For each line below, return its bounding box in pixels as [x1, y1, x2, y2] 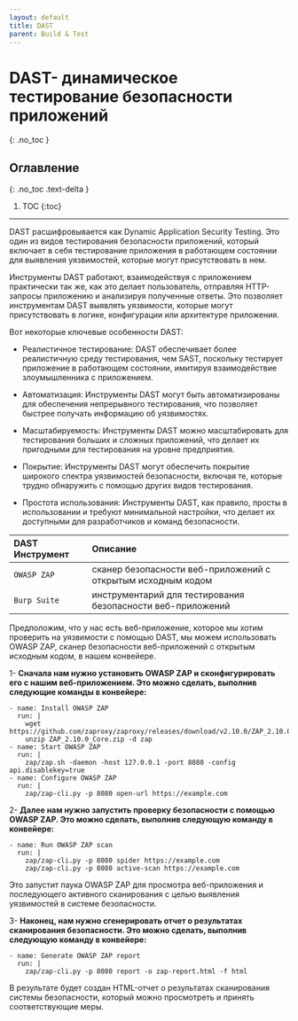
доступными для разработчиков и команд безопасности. [21, 516, 240, 527]
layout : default [9, 12, 69, 22]
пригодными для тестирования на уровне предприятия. [21, 444, 235, 455]
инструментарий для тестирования [91, 588, 245, 601]
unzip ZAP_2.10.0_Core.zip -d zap [25, 735, 153, 744]
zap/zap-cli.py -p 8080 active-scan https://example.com [25, 864, 240, 873]
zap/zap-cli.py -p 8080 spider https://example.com [25, 856, 220, 865]
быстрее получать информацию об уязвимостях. [21, 409, 209, 419]
